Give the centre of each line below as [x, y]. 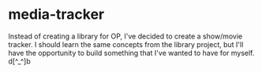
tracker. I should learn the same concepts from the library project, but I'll [126, 44]
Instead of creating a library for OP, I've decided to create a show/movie [125, 36]
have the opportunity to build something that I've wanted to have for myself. [131, 53]
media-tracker [56, 15]
